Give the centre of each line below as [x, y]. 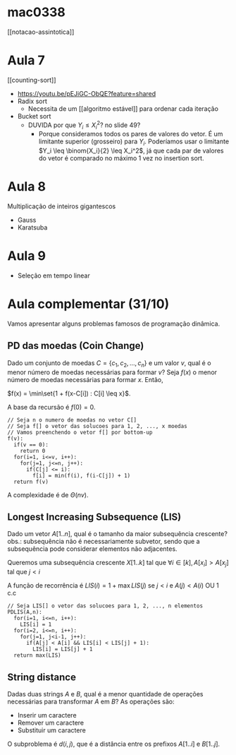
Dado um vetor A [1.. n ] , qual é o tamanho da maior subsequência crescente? [117, 534]
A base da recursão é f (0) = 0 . [51, 407]
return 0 [33, 451]
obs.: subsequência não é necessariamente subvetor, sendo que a [104, 542]
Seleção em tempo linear [54, 275]
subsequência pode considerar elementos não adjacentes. [92, 549]
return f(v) [31, 482]
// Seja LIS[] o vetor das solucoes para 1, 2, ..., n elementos [105, 606]
